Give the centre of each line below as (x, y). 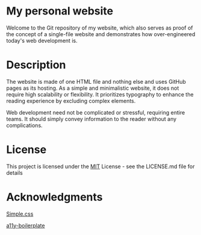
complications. (25, 125)
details (14, 172)
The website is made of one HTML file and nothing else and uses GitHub (96, 81)
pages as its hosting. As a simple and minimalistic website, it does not (93, 88)
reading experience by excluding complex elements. (71, 101)
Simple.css (20, 214)
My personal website (60, 11)
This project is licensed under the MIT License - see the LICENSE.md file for (100, 166)
